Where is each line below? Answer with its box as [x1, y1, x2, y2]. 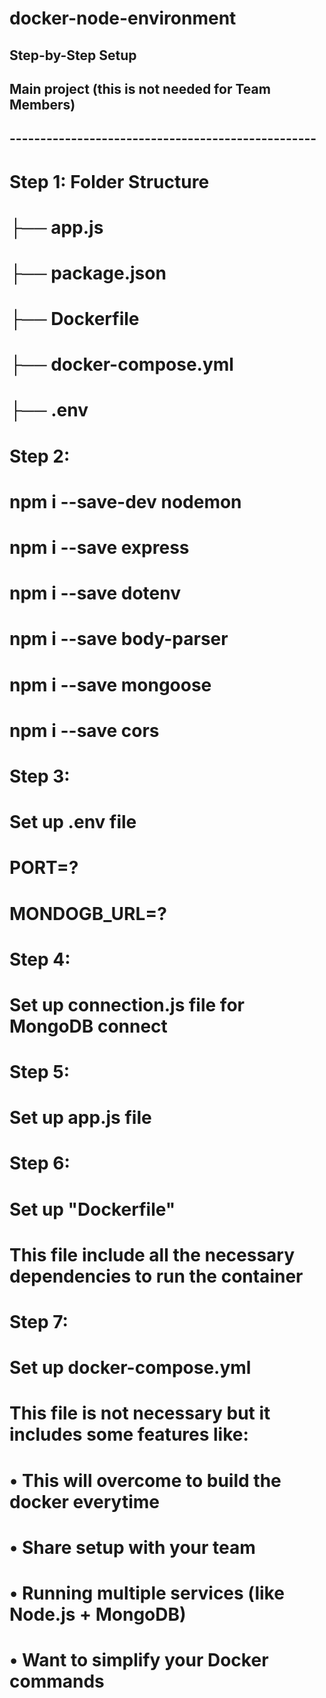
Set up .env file [9, 811, 137, 834]
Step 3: [9, 765, 71, 787]
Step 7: [9, 1311, 69, 1334]
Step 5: [9, 1061, 71, 1084]
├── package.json [9, 262, 167, 284]
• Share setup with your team [9, 1536, 256, 1559]
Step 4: [9, 948, 71, 971]
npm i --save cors [9, 719, 160, 742]
